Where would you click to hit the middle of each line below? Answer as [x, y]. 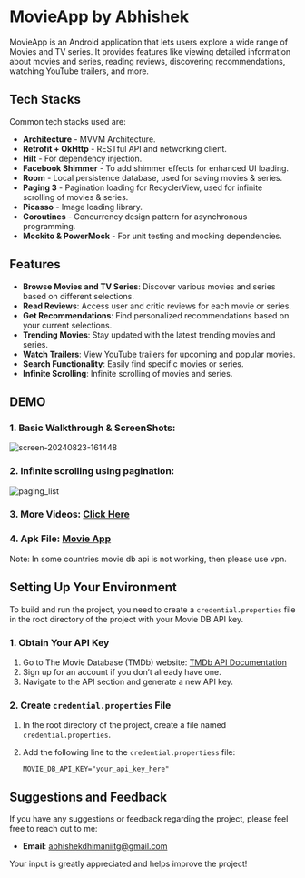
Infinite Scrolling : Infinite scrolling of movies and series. [128, 373]
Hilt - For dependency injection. [82, 158]
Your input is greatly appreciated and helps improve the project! [128, 863]
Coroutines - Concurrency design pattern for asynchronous [135, 217]
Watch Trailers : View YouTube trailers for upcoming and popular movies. [159, 354]
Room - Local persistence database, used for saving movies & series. [152, 177]
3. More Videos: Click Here [69, 514]
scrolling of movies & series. [75, 197]
